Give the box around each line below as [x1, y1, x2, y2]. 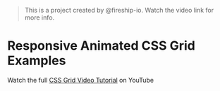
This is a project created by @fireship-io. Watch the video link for [24, 6, 214, 14]
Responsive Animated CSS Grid [7, 38, 195, 54]
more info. [24, 13, 55, 22]
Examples [7, 52, 66, 69]
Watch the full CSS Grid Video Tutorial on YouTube [7, 76, 154, 84]
